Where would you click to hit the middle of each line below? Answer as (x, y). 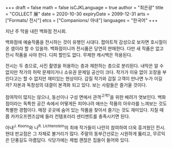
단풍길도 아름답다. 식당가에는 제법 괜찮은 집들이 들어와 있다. (70, 140)
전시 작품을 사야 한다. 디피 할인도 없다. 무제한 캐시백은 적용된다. (69, 55)
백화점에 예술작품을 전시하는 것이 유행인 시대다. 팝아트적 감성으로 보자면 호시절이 (86, 42)
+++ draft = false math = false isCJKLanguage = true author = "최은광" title (84, 7)
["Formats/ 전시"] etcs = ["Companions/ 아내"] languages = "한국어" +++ (82, 20)
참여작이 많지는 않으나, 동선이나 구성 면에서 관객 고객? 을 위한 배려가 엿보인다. (81, 97)
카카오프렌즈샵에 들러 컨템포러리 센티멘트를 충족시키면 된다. (70, 116)
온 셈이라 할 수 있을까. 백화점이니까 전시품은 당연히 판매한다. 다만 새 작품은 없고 (85, 48)
